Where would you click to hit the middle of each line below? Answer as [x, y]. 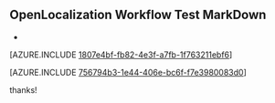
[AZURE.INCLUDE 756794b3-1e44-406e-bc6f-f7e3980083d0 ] [128, 72]
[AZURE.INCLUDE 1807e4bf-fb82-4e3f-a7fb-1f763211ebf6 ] [121, 55]
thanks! [24, 89]
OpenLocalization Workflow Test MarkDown [138, 15]
